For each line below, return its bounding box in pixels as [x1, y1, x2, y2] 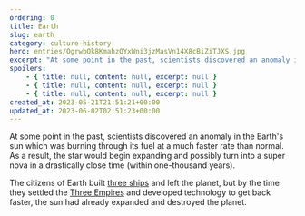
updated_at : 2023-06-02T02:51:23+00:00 [9, 106, 161, 115]
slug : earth [9, 30, 54, 39]
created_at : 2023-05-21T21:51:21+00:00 [9, 97, 161, 107]
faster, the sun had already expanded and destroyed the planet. [9, 197, 247, 208]
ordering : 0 [9, 13, 54, 23]
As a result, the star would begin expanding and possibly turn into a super [9, 151, 286, 162]
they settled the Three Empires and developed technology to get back [9, 187, 271, 198]
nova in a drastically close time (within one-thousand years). [9, 160, 236, 171]
